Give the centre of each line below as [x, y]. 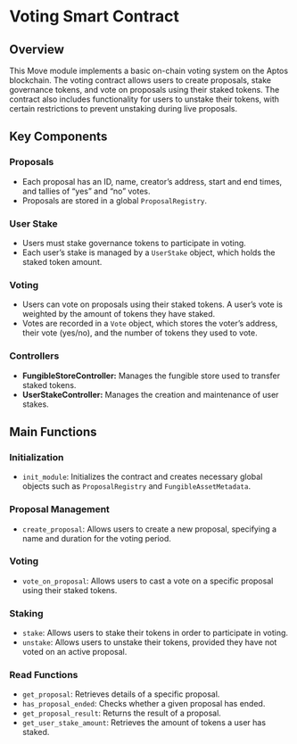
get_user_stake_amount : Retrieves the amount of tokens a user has [144, 723]
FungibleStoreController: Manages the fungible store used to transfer [151, 376]
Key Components [58, 137]
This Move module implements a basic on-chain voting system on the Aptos [148, 70]
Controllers [34, 356]
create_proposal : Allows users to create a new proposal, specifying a [149, 529]
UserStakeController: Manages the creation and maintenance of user [150, 394]
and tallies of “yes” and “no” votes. [86, 191]
